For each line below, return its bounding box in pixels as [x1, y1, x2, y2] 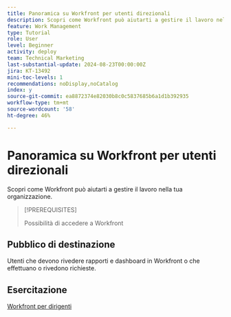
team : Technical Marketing [7, 55, 85, 62]
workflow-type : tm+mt [7, 99, 69, 106]
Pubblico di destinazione [7, 238, 115, 250]
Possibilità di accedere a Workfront [23, 219, 124, 227]
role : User [7, 36, 38, 43]
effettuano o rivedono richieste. [7, 264, 96, 272]
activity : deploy [7, 49, 57, 56]
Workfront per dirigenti [7, 303, 72, 311]
